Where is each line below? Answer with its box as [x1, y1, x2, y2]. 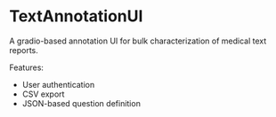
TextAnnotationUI [9, 6, 143, 27]
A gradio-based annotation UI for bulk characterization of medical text [9, 35, 267, 46]
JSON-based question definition [21, 97, 141, 108]
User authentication [21, 79, 95, 90]
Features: [9, 62, 45, 73]
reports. [9, 44, 38, 55]
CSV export [21, 89, 65, 99]
